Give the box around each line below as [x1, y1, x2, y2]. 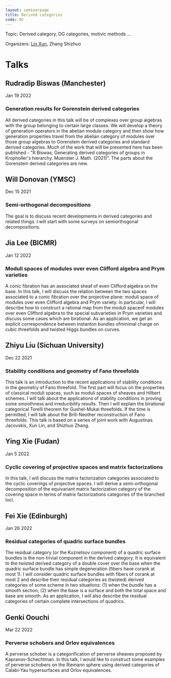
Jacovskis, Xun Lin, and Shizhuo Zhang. [5, 422, 89, 428]
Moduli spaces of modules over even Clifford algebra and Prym [5, 265, 165, 272]
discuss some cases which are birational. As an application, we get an [5, 315, 153, 322]
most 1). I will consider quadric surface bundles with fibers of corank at [5, 571, 155, 577]
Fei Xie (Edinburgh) [5, 512, 68, 520]
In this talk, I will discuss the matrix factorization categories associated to [5, 475, 159, 481]
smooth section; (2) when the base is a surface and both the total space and [5, 588, 166, 594]
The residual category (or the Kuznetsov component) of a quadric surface [5, 549, 161, 555]
